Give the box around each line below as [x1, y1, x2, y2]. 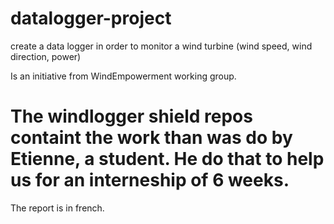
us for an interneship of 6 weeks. [10, 169, 290, 192]
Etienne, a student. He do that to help [10, 148, 325, 171]
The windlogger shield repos [10, 105, 253, 128]
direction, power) [10, 50, 82, 62]
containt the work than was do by [10, 127, 293, 149]
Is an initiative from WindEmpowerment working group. [10, 70, 237, 82]
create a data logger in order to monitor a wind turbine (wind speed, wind [10, 40, 313, 52]
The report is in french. [10, 202, 105, 214]
